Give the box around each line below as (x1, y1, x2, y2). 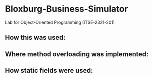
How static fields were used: (5, 66, 93, 75)
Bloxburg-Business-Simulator (5, 3, 128, 15)
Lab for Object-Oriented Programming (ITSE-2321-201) (5, 19, 115, 25)
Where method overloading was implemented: (5, 50, 149, 58)
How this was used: (5, 33, 66, 42)
